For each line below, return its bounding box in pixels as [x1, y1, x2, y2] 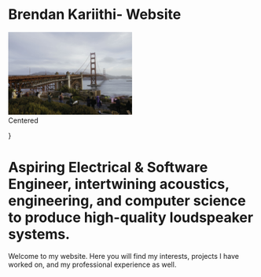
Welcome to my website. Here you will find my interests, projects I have [8, 251, 240, 260]
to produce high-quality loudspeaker [8, 209, 254, 227]
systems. [8, 226, 71, 243]
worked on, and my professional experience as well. [8, 260, 177, 269]
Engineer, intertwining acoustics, [8, 175, 230, 194]
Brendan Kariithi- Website [8, 6, 182, 24]
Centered [8, 116, 39, 125]
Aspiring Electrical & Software [8, 159, 208, 176]
